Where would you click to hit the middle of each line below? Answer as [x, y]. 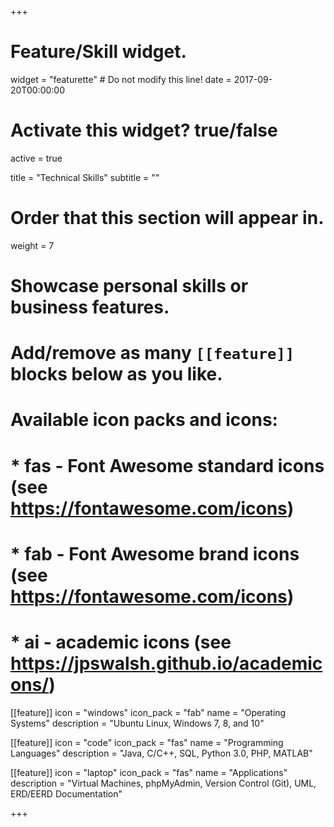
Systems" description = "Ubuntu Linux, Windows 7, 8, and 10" [137, 723]
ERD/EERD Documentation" [66, 793]
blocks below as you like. [116, 374]
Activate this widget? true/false [144, 130]
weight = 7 [32, 245]
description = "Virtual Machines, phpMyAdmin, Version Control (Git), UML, [163, 783]
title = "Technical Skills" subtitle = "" [85, 177]
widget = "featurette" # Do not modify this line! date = [121, 79]
